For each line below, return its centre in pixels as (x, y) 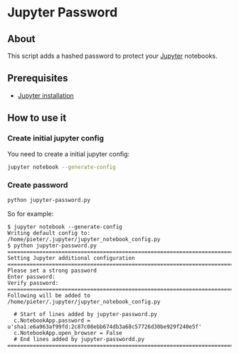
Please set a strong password (52, 270)
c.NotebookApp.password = (52, 320)
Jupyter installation (46, 95)
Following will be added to (49, 295)
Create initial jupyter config (56, 138)
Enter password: (31, 277)
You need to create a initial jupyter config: (69, 153)
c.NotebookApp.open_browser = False (68, 333)
